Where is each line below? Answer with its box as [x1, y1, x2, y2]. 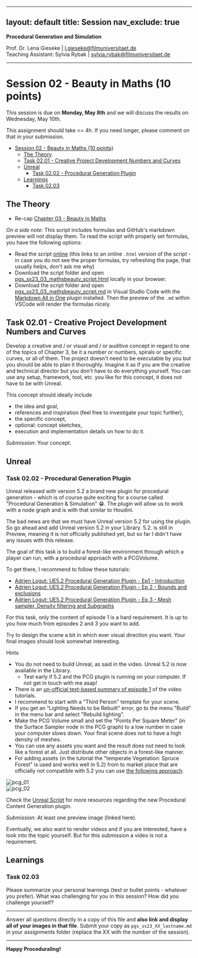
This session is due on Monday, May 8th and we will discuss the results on [6, 109, 189, 116]
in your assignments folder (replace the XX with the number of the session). [6, 928, 190, 936]
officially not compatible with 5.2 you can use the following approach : [14, 767, 184, 774]
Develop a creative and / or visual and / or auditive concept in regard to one [6, 342, 190, 349]
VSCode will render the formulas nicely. [14, 300, 111, 308]
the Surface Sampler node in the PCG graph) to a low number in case [14, 724, 183, 731]
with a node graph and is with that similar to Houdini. [6, 506, 134, 514]
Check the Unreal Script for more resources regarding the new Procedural [6, 796, 186, 803]
